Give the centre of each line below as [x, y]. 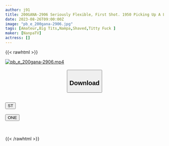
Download [84, 83]
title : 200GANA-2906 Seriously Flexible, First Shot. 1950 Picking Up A [83, 15]
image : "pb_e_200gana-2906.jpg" [39, 24]
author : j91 [18, 10]
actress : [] [18, 38]
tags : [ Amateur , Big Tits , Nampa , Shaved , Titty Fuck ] [60, 29]
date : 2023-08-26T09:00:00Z [35, 19]
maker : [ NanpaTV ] [23, 33]
